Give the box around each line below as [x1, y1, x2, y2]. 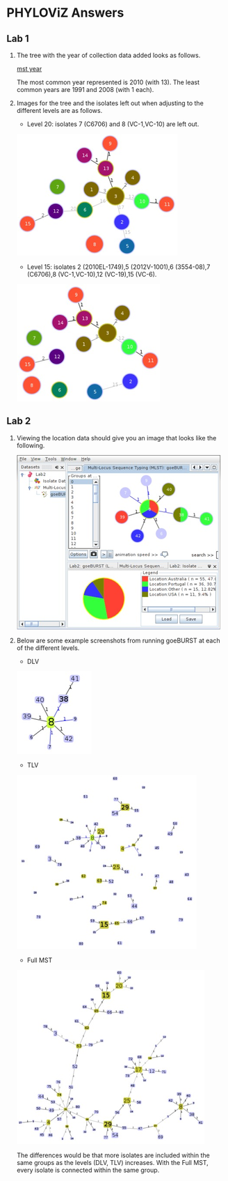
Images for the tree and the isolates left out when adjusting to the [16, 99, 204, 107]
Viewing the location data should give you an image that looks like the [16, 433, 217, 442]
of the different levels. [16, 643, 80, 652]
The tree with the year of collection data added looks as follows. [16, 51, 201, 59]
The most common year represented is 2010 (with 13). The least [16, 78, 199, 86]
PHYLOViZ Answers [6, 5, 124, 21]
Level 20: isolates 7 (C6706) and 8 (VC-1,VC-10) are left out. [26, 120, 199, 128]
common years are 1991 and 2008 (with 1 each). [16, 86, 154, 93]
